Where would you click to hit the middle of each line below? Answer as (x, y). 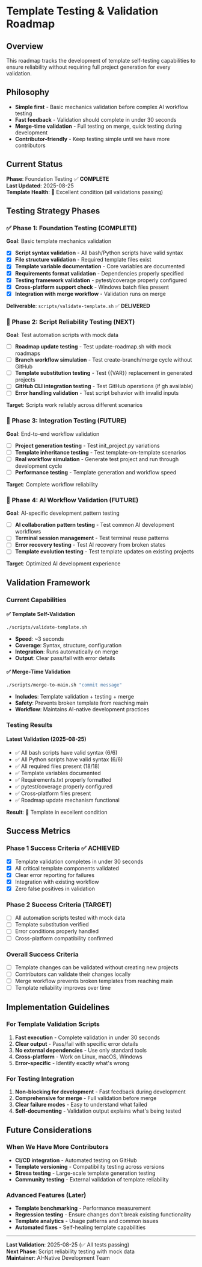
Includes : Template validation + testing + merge (74, 696)
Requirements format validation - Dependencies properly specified (99, 273)
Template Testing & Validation (82, 11)
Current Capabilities (36, 600)
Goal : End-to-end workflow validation (53, 434)
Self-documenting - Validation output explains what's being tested (98, 1111)
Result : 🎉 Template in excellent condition (57, 813)
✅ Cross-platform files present (53, 793)
